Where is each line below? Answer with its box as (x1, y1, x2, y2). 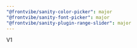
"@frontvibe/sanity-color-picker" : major (6, 8, 113, 15)
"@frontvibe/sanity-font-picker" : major (6, 14, 110, 20)
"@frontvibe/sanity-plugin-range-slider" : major (6, 20, 132, 26)
